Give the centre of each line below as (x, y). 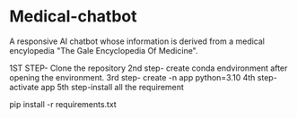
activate (24, 87)
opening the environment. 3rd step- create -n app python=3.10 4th (132, 77)
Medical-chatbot (73, 17)
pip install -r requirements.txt (63, 104)
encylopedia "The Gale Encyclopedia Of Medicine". (104, 50)
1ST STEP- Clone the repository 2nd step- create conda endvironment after (148, 68)
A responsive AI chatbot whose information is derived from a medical (137, 41)
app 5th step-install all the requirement (112, 87)
